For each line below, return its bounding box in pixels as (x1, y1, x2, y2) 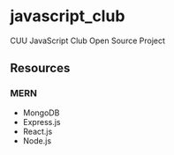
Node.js (22, 135, 52, 146)
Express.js (22, 116, 61, 127)
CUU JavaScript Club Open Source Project (10, 35, 166, 46)
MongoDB (22, 107, 60, 118)
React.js (22, 126, 53, 137)
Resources (10, 61, 71, 76)
